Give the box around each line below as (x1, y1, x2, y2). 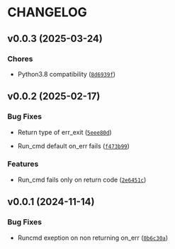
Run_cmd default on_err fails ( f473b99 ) (17, 141, 130, 150)
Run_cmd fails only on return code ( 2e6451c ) (17, 175, 147, 184)
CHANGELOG (7, 4, 87, 21)
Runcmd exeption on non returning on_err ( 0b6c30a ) (17, 233, 169, 242)
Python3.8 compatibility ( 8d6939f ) (17, 70, 115, 78)
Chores (7, 54, 33, 64)
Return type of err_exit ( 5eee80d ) (17, 128, 112, 136)
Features (7, 159, 39, 169)
